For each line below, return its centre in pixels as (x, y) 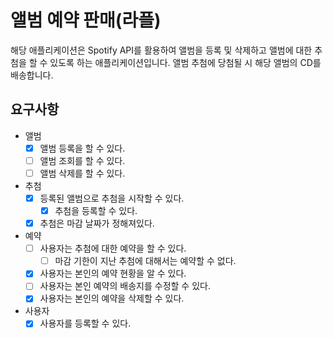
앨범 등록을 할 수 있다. (82, 148)
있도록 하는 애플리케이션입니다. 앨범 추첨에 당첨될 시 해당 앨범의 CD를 (185, 62)
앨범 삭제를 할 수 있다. (82, 173)
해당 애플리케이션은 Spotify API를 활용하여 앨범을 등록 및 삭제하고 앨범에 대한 (161, 50)
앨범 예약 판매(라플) (86, 20)
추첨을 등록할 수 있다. (96, 210)
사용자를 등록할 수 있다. (85, 323)
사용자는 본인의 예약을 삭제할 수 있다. (112, 298)
